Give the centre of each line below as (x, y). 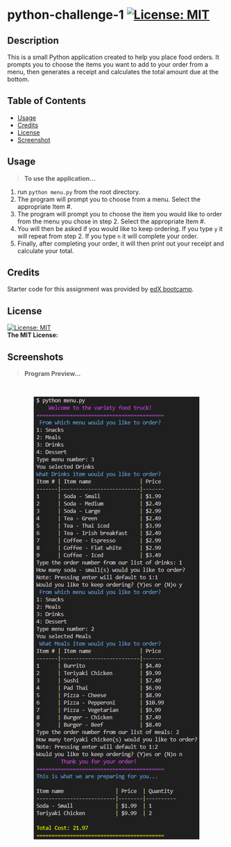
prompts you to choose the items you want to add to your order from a (108, 65)
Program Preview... (52, 374)
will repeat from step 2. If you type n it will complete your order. (108, 236)
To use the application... (60, 178)
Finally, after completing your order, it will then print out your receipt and (120, 243)
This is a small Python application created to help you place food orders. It (113, 57)
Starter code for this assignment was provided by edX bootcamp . (101, 289)
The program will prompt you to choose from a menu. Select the (109, 199)
